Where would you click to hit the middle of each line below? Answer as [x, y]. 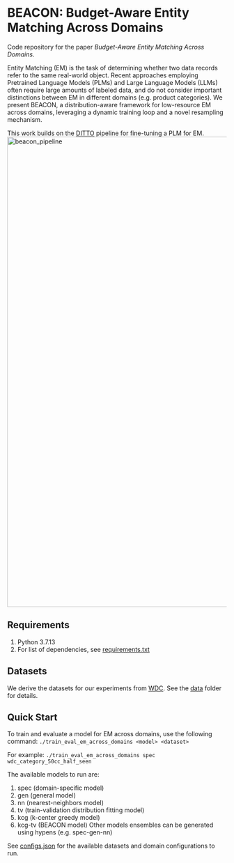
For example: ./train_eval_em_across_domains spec [81, 755]
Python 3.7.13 [36, 642]
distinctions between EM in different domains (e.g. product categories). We [115, 97]
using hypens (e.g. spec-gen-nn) [65, 832]
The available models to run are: [53, 775]
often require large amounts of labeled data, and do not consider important [115, 90]
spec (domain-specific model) [61, 788]
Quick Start [32, 717]
